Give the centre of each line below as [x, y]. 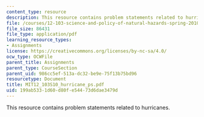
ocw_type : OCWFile [29, 57]
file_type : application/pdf [42, 34]
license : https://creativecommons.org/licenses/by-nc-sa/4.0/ [87, 51]
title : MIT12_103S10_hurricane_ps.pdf [55, 85]
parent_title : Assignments [40, 62]
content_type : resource [36, 12]
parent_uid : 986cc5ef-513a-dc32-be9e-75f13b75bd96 [72, 74]
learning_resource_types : [39, 40]
